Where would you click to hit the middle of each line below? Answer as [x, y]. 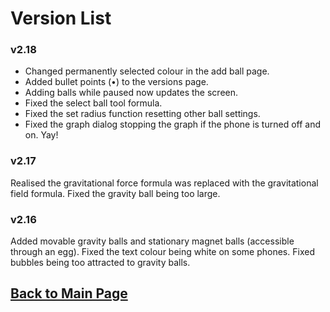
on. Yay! [41, 135]
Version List [61, 18]
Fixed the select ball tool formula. [93, 103]
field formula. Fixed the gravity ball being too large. [115, 193]
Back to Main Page [69, 293]
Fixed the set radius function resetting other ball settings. [142, 114]
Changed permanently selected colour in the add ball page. [147, 71]
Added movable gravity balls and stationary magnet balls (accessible [152, 241]
